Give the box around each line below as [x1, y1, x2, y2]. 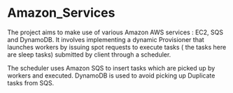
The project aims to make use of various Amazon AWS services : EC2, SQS [7, 28, 224, 36]
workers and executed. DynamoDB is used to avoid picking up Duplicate [7, 71, 216, 80]
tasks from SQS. [7, 78, 55, 87]
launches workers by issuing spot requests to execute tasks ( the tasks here [7, 43, 227, 51]
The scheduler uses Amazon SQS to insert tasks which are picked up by [7, 64, 216, 72]
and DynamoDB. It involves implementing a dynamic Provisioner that [7, 35, 204, 43]
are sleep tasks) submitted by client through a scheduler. [7, 50, 171, 59]
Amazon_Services [7, 5, 115, 21]
